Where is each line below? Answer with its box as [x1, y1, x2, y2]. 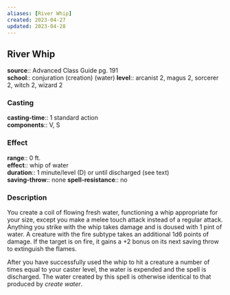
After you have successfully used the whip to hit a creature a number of [7, 258, 210, 266]
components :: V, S [7, 121, 60, 129]
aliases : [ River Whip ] [7, 10, 72, 17]
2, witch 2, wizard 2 [7, 81, 63, 89]
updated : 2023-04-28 [7, 23, 67, 29]
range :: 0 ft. [7, 154, 41, 162]
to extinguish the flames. [7, 245, 77, 253]
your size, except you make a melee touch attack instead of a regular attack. [7, 215, 223, 224]
